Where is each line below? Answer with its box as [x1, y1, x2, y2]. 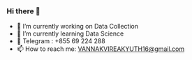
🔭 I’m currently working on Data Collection [16, 22, 139, 31]
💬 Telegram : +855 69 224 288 [16, 37, 105, 45]
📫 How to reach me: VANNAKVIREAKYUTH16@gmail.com [16, 45, 185, 53]
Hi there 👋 [6, 6, 41, 16]
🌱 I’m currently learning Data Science [16, 29, 124, 38]
